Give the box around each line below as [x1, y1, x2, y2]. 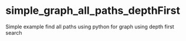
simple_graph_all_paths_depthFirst [5, 4, 180, 17]
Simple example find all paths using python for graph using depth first [5, 23, 174, 30]
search [5, 29, 22, 36]
